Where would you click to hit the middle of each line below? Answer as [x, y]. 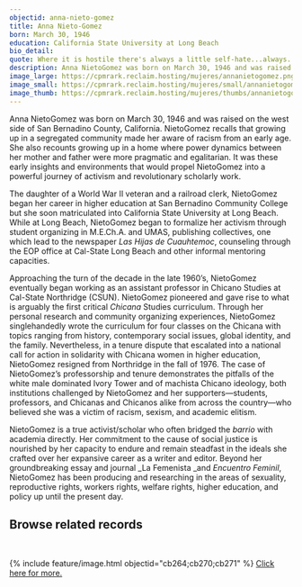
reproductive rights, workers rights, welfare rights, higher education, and [144, 486]
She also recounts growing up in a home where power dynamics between [146, 147]
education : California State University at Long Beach [114, 43]
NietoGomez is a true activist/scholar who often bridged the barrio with [141, 429]
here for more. [36, 573]
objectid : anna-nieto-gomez [62, 18]
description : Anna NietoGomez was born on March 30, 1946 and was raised [151, 68]
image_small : [34, 85]
